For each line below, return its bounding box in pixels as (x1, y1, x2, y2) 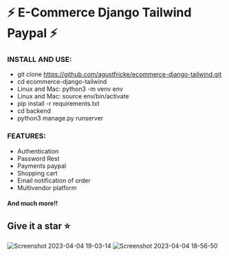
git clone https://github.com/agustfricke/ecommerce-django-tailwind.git (17, 70, 222, 78)
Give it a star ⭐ (7, 220, 71, 232)
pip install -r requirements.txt (17, 100, 100, 108)
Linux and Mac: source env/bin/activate (17, 92, 129, 100)
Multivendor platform (17, 183, 77, 192)
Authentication (17, 147, 59, 155)
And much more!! (7, 200, 58, 208)
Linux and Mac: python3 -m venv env (17, 85, 124, 93)
